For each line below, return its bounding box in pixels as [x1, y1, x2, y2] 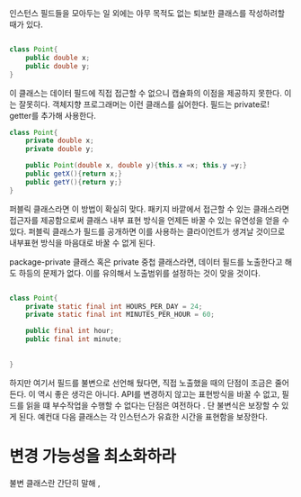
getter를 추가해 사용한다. [9, 110, 97, 121]
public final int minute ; [25, 335, 123, 344]
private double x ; [25, 136, 94, 146]
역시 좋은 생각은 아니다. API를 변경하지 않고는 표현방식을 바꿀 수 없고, [37, 388, 280, 399]
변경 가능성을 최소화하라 [9, 446, 177, 466]
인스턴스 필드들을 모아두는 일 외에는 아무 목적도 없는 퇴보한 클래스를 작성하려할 [9, 8, 286, 18]
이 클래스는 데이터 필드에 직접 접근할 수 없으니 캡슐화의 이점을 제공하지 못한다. [9, 87, 283, 98]
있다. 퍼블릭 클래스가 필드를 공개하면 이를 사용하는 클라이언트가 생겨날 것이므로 [9, 226, 286, 237]
